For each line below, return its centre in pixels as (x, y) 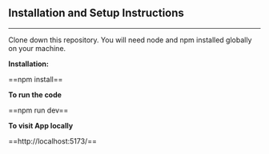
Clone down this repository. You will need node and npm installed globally (130, 40)
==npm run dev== (38, 110)
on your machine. (37, 48)
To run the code (35, 94)
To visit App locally (41, 125)
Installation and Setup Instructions (96, 13)
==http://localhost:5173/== (53, 141)
